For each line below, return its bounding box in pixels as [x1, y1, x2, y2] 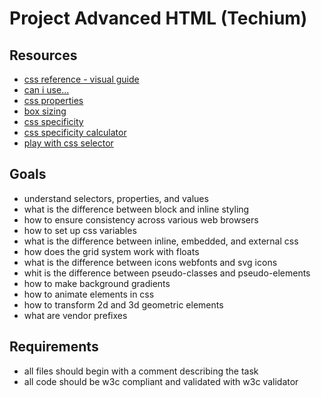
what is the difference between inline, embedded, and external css [23, 235, 299, 247]
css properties [23, 95, 84, 106]
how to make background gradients [23, 277, 171, 289]
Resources [9, 47, 78, 64]
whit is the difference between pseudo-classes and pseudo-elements [23, 267, 311, 279]
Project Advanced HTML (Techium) [9, 7, 308, 30]
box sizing [23, 105, 67, 117]
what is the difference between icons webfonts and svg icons [23, 256, 278, 268]
